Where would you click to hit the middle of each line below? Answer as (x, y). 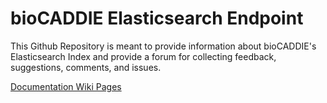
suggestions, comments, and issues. (86, 67)
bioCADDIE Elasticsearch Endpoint (157, 18)
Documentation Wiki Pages (66, 86)
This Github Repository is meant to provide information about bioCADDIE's (163, 46)
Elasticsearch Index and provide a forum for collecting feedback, (143, 56)
